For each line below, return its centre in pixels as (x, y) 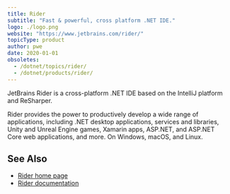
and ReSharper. (30, 100)
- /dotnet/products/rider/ (53, 73)
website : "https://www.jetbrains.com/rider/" (75, 34)
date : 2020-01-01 (33, 54)
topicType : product (36, 40)
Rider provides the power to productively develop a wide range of (103, 114)
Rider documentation (48, 183)
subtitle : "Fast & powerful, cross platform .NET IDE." (91, 20)
